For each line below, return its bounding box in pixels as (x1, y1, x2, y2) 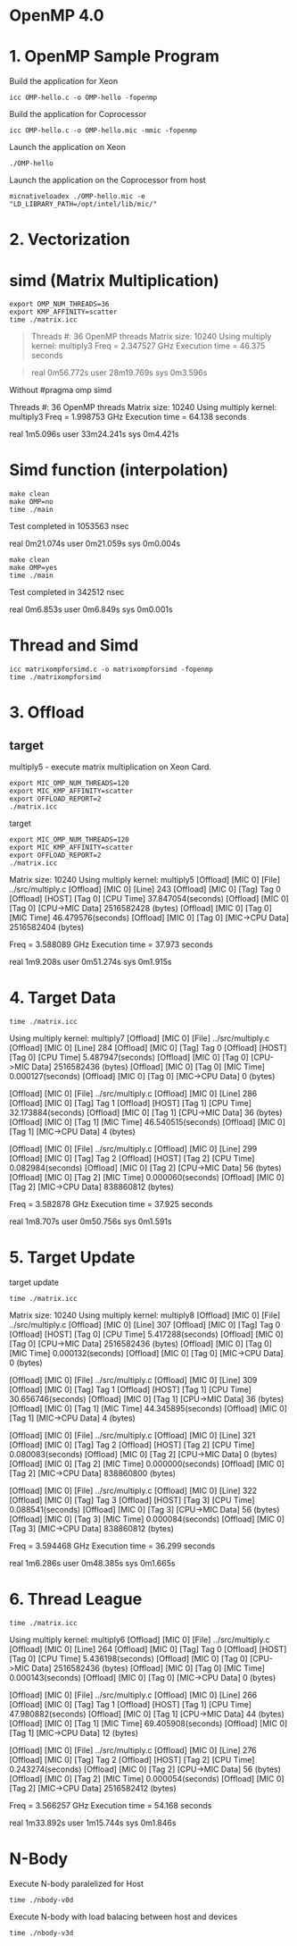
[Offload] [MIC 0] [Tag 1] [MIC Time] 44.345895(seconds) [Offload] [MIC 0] (9, 1404, 288, 1413)
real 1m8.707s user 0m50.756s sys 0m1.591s (9, 1216, 172, 1227)
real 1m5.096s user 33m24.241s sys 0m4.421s (9, 429, 180, 440)
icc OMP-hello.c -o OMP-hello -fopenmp (9, 93, 158, 103)
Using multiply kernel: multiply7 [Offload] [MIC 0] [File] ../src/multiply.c (9, 1033, 270, 1044)
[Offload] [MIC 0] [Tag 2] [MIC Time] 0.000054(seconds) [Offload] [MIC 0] (9, 1773, 285, 1783)
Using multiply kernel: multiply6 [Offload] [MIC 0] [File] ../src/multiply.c (9, 1634, 270, 1645)
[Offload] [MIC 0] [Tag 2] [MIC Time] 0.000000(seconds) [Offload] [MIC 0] (9, 1458, 285, 1469)
